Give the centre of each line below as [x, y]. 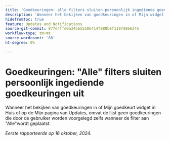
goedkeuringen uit [45, 93]
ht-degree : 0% [20, 43]
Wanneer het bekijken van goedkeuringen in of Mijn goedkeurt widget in [80, 107]
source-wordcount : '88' [30, 38]
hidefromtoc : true [25, 19]
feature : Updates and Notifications [44, 24]
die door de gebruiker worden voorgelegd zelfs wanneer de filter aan [77, 118]
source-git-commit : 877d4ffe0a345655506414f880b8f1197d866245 [72, 29]
